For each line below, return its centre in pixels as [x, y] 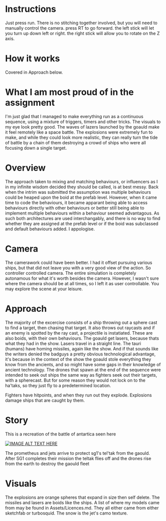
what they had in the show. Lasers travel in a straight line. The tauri [73, 343]
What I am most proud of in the [70, 92]
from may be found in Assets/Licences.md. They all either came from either [82, 508]
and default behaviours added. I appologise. [50, 229]
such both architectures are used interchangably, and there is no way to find [83, 218]
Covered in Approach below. [34, 72]
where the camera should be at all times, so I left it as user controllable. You [82, 283]
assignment [30, 103]
